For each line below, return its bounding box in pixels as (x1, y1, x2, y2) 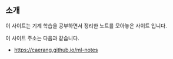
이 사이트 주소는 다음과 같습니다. (5, 34, 80, 41)
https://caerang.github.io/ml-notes (14, 46, 98, 53)
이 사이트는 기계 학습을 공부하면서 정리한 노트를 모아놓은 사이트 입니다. (5, 22, 167, 29)
